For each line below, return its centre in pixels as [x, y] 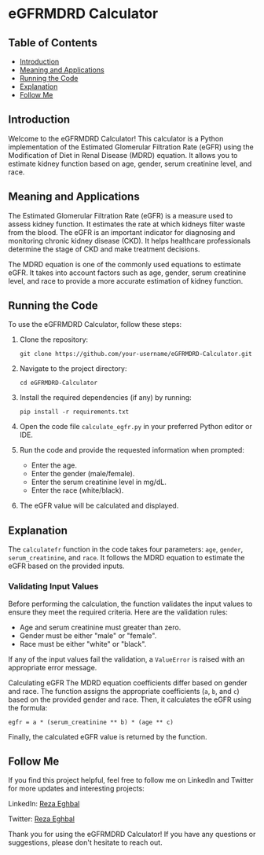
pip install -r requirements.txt [74, 412]
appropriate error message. [53, 667]
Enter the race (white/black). [77, 490]
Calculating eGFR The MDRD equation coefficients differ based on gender [128, 683]
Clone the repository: [54, 339]
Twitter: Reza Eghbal [41, 819]
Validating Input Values [53, 586]
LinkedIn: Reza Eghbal [44, 804]
